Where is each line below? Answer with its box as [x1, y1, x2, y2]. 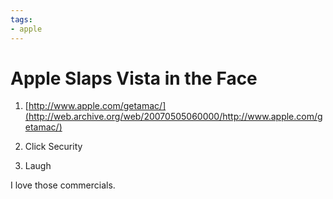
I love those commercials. [10, 179, 116, 191]
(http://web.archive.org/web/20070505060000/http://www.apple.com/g [24, 111, 323, 123]
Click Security [24, 141, 83, 153]
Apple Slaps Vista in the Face [10, 67, 258, 90]
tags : [10, 14, 33, 25]
